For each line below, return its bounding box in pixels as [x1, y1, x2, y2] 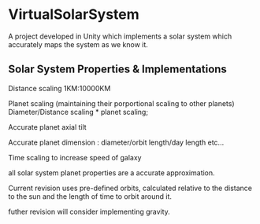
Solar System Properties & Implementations [8, 63, 227, 76]
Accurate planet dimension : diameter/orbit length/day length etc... [8, 138, 225, 147]
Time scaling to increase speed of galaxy [8, 152, 142, 162]
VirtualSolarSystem [8, 6, 139, 24]
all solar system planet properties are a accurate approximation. [8, 167, 215, 178]
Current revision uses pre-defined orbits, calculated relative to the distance [8, 183, 252, 193]
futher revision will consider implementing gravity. [8, 207, 171, 216]
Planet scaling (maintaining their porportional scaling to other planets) [8, 98, 235, 108]
